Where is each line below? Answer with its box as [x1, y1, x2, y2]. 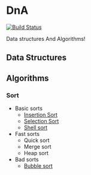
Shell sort [23, 124, 48, 131]
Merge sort [23, 143, 51, 150]
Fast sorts [14, 130, 40, 138]
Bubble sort [23, 162, 53, 170]
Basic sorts [14, 105, 43, 112]
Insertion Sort [23, 111, 58, 118]
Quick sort [23, 137, 50, 144]
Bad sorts [14, 156, 39, 163]
